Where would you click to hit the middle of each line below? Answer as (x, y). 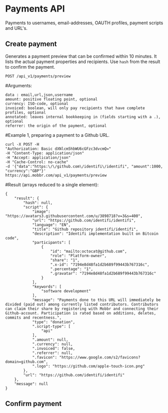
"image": (41, 212)
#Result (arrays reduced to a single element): (52, 184)
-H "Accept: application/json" (38, 158)
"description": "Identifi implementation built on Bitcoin (95, 234)
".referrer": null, (52, 353)
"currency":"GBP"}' (26, 171)
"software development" (66, 291)
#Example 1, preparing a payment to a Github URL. (57, 135)
